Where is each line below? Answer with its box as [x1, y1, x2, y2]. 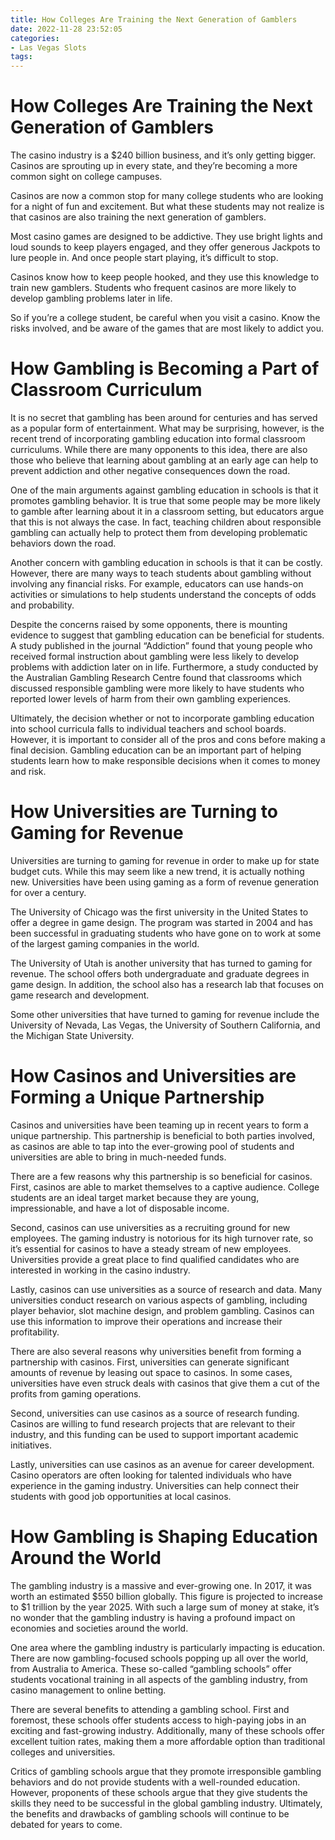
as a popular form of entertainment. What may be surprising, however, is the [10, 422, 325, 434]
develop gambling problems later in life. [10, 292, 173, 305]
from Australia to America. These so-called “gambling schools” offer [10, 1662, 292, 1675]
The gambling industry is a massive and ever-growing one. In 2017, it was [10, 1579, 313, 1591]
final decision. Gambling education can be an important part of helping [10, 744, 302, 756]
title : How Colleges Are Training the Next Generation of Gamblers [10, 14, 298, 25]
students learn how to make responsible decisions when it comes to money [10, 755, 321, 766]
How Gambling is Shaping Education [10, 1526, 318, 1548]
